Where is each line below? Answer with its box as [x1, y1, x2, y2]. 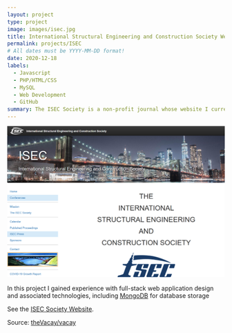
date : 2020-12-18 [7, 55, 57, 62]
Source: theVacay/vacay [7, 318, 77, 326]
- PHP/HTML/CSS [13, 77, 57, 84]
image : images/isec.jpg [7, 26, 76, 32]
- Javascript [13, 69, 51, 76]
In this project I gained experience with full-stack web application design [7, 284, 214, 292]
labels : [7, 62, 30, 69]
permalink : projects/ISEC [7, 40, 81, 48]
